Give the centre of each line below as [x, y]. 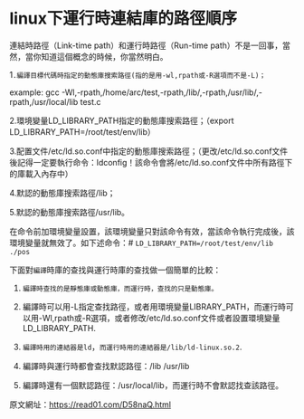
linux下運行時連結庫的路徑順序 [123, 19]
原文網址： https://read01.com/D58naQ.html [90, 405]
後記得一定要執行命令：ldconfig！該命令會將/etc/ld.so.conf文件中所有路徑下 [151, 162]
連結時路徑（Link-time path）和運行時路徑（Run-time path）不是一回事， [146, 45]
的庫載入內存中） [41, 174]
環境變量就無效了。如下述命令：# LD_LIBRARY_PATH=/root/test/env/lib [142, 243]
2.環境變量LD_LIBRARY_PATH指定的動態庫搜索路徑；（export [122, 120]
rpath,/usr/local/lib [44, 101]
